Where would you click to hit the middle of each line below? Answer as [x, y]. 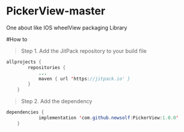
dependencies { [25, 112]
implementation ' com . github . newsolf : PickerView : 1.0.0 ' [109, 118]
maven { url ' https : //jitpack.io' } [84, 79]
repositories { [47, 67]
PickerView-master [56, 11]
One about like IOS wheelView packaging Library [67, 28]
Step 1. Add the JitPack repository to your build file [84, 51]
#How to [17, 39]
